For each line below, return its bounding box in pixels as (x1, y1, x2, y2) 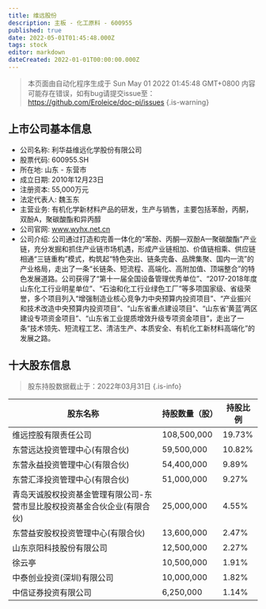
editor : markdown (8, 48, 66, 56)
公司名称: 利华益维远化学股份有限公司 (19, 144, 142, 155)
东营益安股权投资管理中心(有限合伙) (12, 527, 146, 538)
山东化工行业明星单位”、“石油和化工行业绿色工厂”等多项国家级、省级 (19, 283, 245, 293)
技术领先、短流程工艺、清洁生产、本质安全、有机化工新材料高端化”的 (29, 323, 256, 333)
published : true (8, 26, 62, 34)
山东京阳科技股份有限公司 (12, 542, 108, 553)
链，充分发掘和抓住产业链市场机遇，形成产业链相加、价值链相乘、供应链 (19, 243, 256, 254)
